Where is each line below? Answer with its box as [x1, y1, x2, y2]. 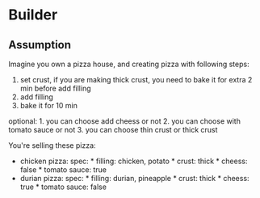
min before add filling [19, 83, 91, 93]
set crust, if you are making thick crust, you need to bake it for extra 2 [19, 75, 253, 84]
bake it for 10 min [19, 101, 78, 110]
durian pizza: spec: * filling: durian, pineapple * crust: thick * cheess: [19, 174, 250, 183]
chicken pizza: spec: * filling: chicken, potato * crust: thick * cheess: [19, 156, 248, 166]
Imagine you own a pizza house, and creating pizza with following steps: [8, 59, 250, 69]
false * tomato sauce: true [19, 165, 107, 175]
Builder [8, 6, 58, 24]
